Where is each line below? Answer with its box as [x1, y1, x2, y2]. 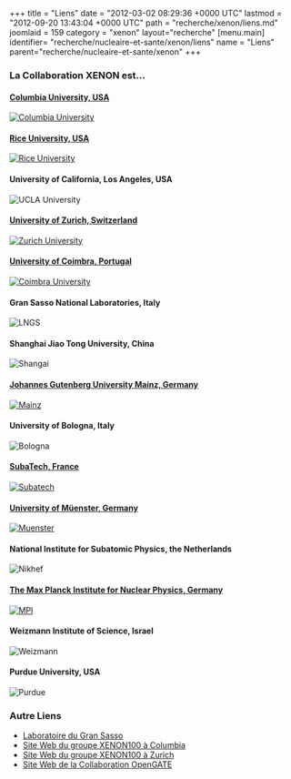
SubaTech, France [9, 461, 79, 472]
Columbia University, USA [9, 91, 110, 103]
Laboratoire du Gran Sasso [22, 730, 124, 741]
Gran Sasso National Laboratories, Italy [9, 297, 161, 308]
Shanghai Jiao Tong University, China [9, 338, 155, 349]
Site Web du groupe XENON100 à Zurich [22, 750, 175, 761]
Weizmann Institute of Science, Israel [9, 625, 154, 636]
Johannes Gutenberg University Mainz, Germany [9, 379, 198, 389]
